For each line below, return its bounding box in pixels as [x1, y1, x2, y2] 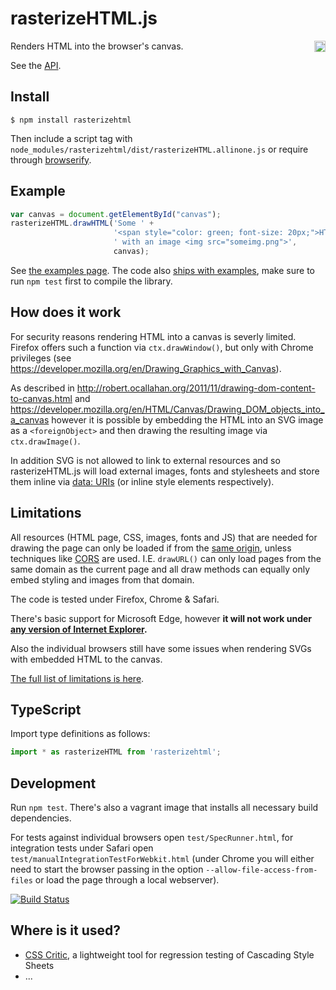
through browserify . [10, 153, 92, 166]
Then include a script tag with [10, 132, 133, 144]
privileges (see [10, 352, 72, 364]
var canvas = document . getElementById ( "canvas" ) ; [10, 209, 222, 219]
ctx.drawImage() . [10, 435, 81, 447]
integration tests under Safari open [10, 842, 154, 854]
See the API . [10, 59, 62, 71]
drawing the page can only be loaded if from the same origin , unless [10, 542, 292, 554]
